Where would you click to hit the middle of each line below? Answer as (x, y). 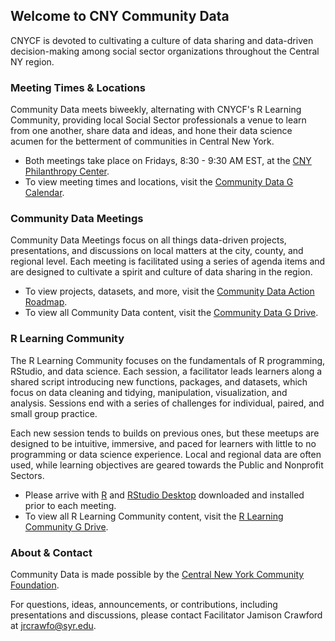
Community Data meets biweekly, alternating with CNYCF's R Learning (156, 110)
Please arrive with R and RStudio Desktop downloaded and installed (164, 495)
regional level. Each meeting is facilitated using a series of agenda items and (168, 261)
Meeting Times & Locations (78, 87)
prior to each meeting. (70, 505)
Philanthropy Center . (67, 171)
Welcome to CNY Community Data (120, 16)
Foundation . (35, 585)
